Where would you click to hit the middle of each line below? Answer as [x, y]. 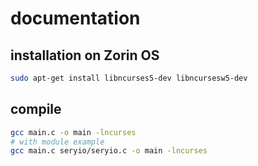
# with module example [57, 142]
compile [36, 109]
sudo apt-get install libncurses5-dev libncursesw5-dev [129, 78]
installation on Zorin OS [85, 55]
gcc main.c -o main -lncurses [73, 132]
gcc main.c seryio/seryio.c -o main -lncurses [109, 151]
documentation [75, 18]
